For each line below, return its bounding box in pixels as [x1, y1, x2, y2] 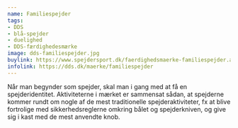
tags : [7, 17, 23, 24]
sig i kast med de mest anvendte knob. [7, 112, 120, 121]
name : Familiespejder [7, 10, 72, 18]
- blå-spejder [7, 30, 50, 37]
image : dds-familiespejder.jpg [7, 50, 100, 57]
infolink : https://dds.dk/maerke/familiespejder [7, 63, 154, 70]
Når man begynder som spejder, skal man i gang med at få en [7, 82, 188, 91]
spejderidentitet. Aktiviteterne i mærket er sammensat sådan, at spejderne [7, 90, 225, 98]
